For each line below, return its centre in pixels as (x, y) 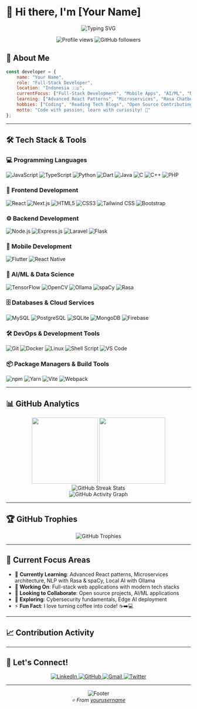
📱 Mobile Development (39, 246)
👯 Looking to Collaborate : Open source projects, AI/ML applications (97, 593)
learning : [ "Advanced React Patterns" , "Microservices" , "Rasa (96, 99)
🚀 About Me (28, 58)
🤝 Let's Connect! (37, 663)
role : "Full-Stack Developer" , (55, 83)
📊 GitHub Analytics (43, 404)
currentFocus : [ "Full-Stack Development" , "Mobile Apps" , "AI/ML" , (101, 93)
